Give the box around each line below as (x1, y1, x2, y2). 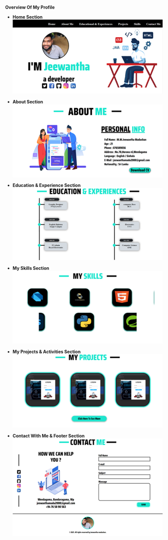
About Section (12, 99, 43, 105)
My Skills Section (12, 265, 49, 271)
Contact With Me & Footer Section (12, 433, 85, 439)
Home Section (12, 14, 43, 20)
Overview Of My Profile (5, 5, 55, 10)
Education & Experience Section (12, 182, 81, 188)
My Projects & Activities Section (12, 349, 81, 355)
